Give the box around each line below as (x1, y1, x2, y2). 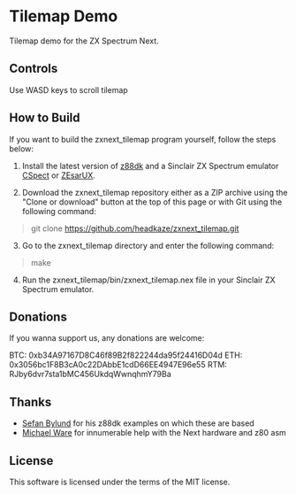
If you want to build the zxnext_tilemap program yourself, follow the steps (9, 134, 277, 144)
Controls (9, 61, 58, 76)
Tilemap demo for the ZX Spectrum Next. (9, 35, 159, 46)
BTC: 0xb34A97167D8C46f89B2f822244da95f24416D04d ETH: (9, 350, 243, 360)
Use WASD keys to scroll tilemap (9, 84, 128, 95)
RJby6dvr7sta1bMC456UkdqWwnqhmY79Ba (9, 369, 172, 380)
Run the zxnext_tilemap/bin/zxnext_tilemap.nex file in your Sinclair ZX (21, 274, 276, 285)
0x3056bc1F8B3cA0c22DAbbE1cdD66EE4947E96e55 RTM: (9, 359, 227, 370)
